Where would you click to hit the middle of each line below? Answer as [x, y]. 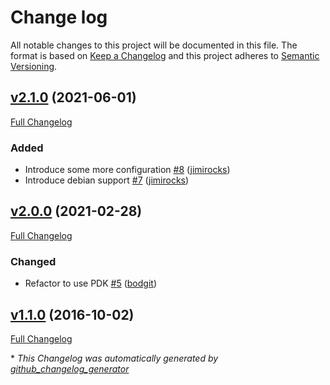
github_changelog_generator [70, 368]
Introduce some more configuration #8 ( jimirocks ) [127, 170]
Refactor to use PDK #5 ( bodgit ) [91, 283]
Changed [33, 261]
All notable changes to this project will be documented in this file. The [154, 45]
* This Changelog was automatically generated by [114, 358]
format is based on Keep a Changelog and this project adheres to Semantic [165, 55]
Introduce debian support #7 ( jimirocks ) [107, 180]
